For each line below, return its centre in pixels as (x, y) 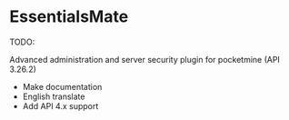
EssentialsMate (69, 17)
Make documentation (62, 86)
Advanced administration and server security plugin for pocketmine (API (144, 59)
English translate (54, 96)
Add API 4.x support (60, 105)
